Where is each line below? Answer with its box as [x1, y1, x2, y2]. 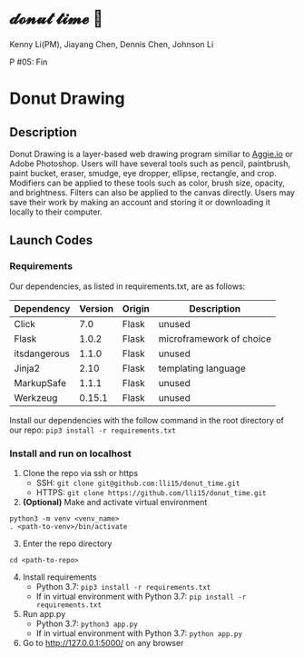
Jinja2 [14, 362, 41, 374]
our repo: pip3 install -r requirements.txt [9, 424, 177, 435]
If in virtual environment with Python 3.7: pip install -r [35, 591, 247, 602]
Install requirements [22, 572, 97, 582]
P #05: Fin [9, 56, 48, 67]
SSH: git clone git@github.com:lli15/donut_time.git [35, 477, 240, 488]
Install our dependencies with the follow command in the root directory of [9, 414, 284, 425]
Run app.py [22, 608, 66, 619]
